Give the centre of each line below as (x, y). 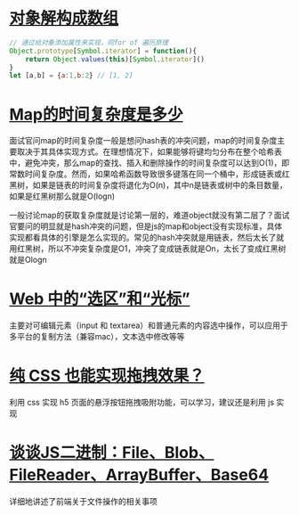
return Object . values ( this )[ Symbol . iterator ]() (115, 59)
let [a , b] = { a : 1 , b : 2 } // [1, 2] (71, 76)
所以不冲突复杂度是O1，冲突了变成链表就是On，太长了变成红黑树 (167, 249)
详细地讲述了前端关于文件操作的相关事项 (83, 502)
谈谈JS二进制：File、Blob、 (112, 453)
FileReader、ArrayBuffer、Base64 (139, 475)
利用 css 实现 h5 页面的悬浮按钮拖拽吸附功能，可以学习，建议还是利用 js (141, 403)
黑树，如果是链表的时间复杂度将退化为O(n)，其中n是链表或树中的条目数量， (148, 185)
